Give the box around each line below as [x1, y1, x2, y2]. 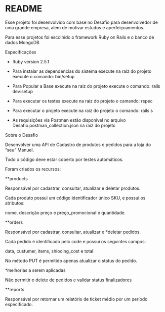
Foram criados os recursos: [5, 166, 61, 172]
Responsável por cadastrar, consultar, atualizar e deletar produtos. [5, 185, 141, 191]
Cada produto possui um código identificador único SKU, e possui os [5, 195, 146, 201]
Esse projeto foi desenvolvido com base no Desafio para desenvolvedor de [5, 19, 158, 25]
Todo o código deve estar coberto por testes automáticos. [5, 156, 124, 162]
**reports [5, 286, 25, 292]
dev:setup [12, 88, 33, 94]
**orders [5, 219, 23, 225]
